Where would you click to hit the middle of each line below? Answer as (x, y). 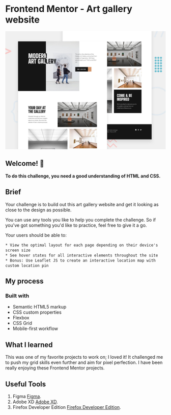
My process (24, 281)
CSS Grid (22, 323)
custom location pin (27, 266)
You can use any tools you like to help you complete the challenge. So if (81, 220)
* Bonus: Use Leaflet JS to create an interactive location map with (81, 260)
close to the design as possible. (38, 210)
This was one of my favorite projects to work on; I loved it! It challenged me (84, 357)
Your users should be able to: (36, 235)
